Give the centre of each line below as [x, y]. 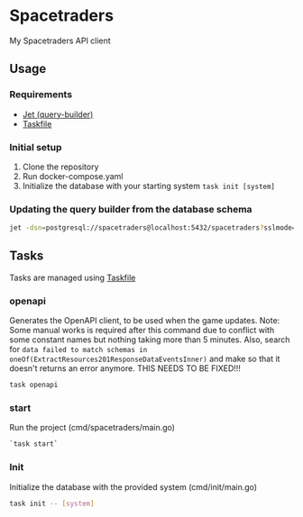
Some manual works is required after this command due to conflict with [142, 331]
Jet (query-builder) [58, 114]
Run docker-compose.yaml [73, 176]
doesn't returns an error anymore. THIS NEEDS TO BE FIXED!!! [125, 368]
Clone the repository [60, 167]
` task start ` [34, 444]
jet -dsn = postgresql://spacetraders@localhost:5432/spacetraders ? [137, 228]
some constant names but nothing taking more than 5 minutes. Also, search [150, 340]
